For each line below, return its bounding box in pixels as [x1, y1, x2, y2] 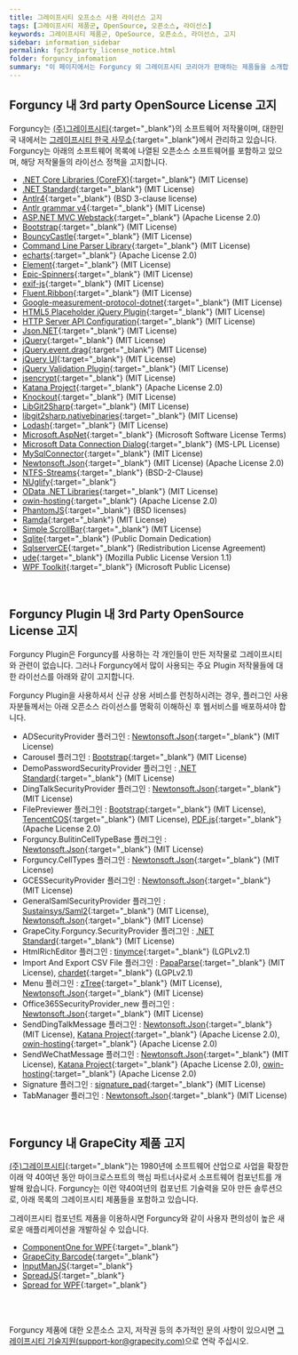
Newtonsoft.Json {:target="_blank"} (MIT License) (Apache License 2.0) [21, 457, 285, 468]
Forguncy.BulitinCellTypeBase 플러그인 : [21, 833, 167, 845]
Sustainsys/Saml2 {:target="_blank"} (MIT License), [21, 905, 209, 916]
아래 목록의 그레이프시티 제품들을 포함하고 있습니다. [20, 1194, 199, 1205]
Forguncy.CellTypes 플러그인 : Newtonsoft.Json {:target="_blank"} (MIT [21, 854, 280, 865]
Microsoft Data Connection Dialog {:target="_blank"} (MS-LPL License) [21, 438, 281, 449]
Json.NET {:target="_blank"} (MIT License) [21, 325, 177, 336]
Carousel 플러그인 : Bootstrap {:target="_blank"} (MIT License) [21, 751, 247, 762]
